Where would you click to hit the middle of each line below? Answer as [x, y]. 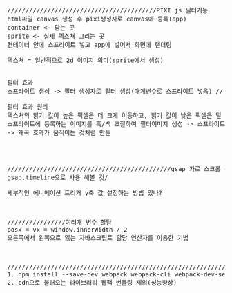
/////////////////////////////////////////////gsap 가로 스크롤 [114, 169]
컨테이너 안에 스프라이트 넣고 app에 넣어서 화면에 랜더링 [89, 44]
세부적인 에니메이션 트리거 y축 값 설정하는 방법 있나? [85, 193]
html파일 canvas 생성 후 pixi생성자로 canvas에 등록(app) [97, 19]
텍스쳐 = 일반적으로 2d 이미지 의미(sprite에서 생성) [86, 60]
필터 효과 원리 [28, 107]
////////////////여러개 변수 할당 [59, 222]
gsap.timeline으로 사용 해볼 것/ [58, 178]
